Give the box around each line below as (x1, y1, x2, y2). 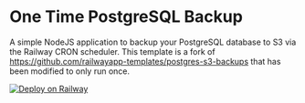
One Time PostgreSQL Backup (9, 6, 244, 27)
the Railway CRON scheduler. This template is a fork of (9, 46, 216, 57)
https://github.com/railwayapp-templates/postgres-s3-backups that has (9, 56, 281, 67)
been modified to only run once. (9, 66, 131, 77)
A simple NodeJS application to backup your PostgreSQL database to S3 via (9, 36, 297, 47)
